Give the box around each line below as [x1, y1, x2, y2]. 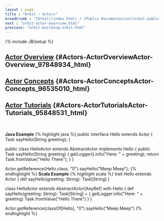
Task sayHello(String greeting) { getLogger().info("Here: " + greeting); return [5, 151, 159, 157]
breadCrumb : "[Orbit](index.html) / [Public [5, 16, 99, 21]
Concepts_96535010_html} [5, 84, 90, 93]
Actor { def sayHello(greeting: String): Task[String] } [5, 176, 110, 182]
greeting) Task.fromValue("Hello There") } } [5, 196, 92, 201]
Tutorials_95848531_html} [5, 109, 88, 117]
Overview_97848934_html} [5, 60, 91, 69]
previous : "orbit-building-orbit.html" [5, 25, 86, 30]
